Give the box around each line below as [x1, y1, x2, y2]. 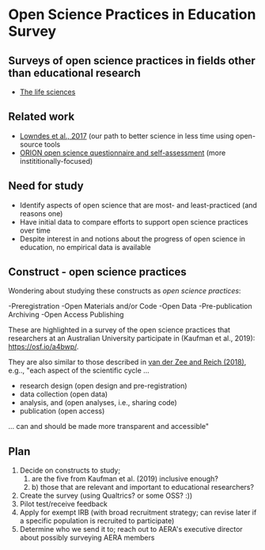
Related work [8, 110, 75, 123]
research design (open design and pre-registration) [19, 381, 187, 391]
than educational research [8, 66, 141, 80]
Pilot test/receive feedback [19, 499, 108, 509]
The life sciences [19, 87, 76, 97]
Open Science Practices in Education [8, 6, 256, 24]
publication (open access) [19, 406, 105, 416]
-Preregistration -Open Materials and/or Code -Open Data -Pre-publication [8, 302, 253, 311]
